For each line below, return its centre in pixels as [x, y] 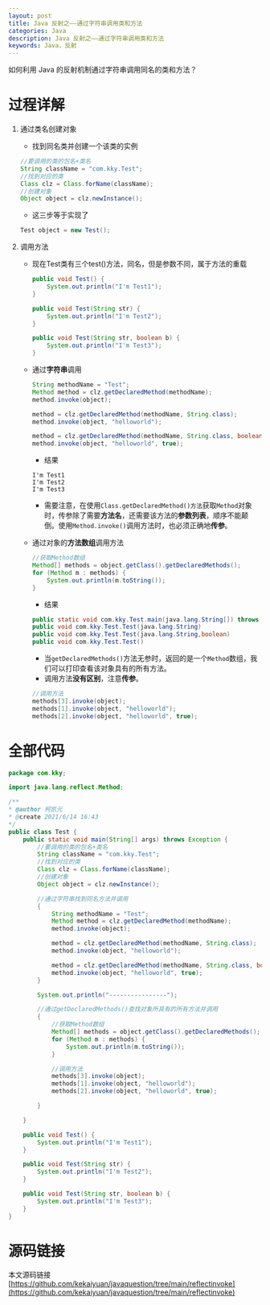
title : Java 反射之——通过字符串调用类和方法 [76, 23]
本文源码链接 [29, 1275]
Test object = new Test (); [65, 230]
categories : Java [37, 31]
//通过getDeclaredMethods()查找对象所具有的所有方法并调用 [128, 1010]
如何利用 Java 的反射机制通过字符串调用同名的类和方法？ [103, 70]
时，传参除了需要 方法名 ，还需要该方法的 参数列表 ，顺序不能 [143, 515]
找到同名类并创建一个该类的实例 [85, 147]
